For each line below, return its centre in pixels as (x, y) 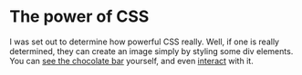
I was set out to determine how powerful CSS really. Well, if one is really (145, 42)
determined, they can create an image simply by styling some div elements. (151, 51)
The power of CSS (79, 17)
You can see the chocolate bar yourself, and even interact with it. (131, 61)
